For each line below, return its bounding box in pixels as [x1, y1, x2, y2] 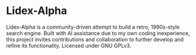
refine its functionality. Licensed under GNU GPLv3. [6, 42, 132, 49]
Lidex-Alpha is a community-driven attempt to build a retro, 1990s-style [6, 23, 180, 30]
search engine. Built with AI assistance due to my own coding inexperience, [6, 29, 190, 36]
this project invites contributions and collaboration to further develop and [6, 36, 184, 43]
